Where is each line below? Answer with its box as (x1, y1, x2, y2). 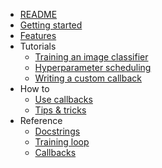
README (19, 9, 58, 20)
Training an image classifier (34, 51, 149, 63)
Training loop (34, 136, 90, 148)
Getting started (19, 19, 83, 31)
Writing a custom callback (34, 72, 143, 84)
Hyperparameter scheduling (34, 62, 152, 73)
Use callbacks (34, 94, 93, 105)
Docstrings (34, 125, 81, 137)
